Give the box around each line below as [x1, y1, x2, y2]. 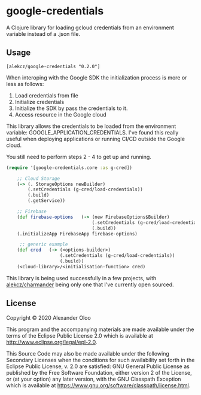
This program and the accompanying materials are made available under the [6, 326, 194, 333]
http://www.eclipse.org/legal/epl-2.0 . [6, 338, 98, 345]
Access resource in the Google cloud [14, 111, 106, 118]
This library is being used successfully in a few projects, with [6, 274, 157, 281]
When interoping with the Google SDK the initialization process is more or [6, 74, 187, 81]
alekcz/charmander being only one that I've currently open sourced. [6, 281, 175, 288]
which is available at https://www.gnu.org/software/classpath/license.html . [6, 381, 191, 389]
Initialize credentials [14, 98, 65, 105]
